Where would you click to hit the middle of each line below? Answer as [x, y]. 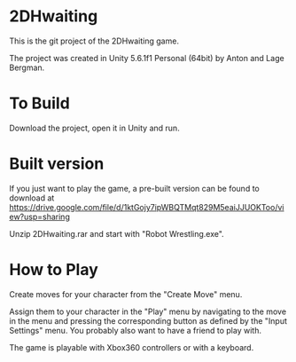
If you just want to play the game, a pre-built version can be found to [134, 188]
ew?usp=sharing [40, 216]
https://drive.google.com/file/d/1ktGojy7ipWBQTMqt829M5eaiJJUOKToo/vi [147, 207]
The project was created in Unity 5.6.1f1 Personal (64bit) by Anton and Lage [147, 58]
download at [32, 198]
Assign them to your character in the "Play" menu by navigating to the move [148, 311]
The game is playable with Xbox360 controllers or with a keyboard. [132, 347]
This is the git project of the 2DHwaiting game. [94, 41]
